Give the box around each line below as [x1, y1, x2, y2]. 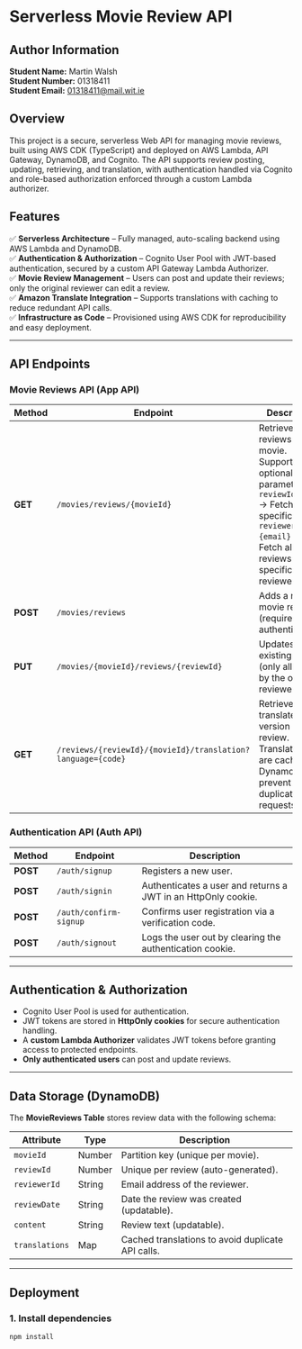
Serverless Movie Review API [9, 6, 233, 27]
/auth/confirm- [57, 907, 121, 918]
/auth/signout [57, 937, 117, 947]
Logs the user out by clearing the [141, 930, 281, 943]
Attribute [22, 1134, 61, 1146]
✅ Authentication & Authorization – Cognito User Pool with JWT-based [9, 252, 277, 263]
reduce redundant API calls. [9, 302, 112, 312]
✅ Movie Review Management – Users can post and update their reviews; [9, 272, 285, 283]
